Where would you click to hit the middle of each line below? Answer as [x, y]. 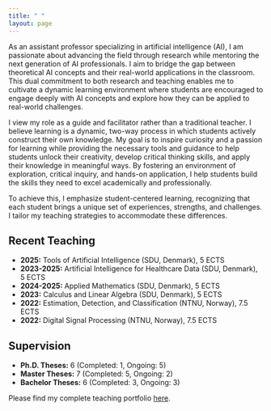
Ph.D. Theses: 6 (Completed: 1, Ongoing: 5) [93, 366]
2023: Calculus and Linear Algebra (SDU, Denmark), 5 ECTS [121, 294]
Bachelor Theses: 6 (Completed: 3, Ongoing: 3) [100, 383]
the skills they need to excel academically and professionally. [110, 182]
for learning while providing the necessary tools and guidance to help [124, 148]
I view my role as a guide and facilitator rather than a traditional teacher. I [130, 122]
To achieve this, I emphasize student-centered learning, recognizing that [129, 198]
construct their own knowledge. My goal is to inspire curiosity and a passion [135, 139]
